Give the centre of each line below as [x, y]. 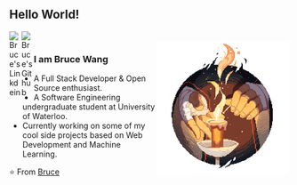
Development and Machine [72, 145]
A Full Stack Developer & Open [90, 78]
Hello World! [44, 15]
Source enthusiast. [68, 88]
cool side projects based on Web [82, 135]
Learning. [40, 154]
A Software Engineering [77, 98]
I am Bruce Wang [71, 59]
